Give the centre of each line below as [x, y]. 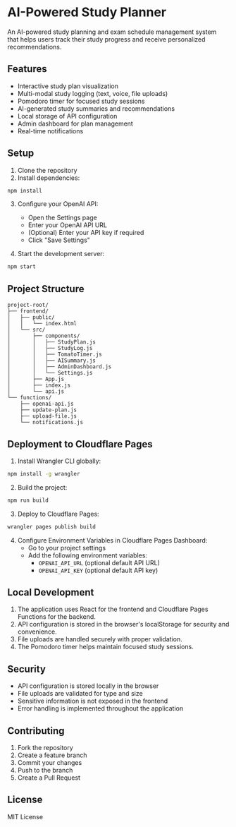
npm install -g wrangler [44, 473]
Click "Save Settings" [59, 240]
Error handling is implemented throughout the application [100, 708]
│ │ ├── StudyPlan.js [52, 342]
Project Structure [46, 289]
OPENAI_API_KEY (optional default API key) [98, 570]
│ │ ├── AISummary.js [52, 361]
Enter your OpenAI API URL [68, 225]
